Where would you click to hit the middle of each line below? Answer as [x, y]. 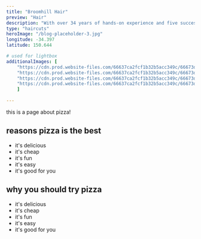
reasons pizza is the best [54, 131]
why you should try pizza [54, 190]
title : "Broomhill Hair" [37, 12]
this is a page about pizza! [39, 112]
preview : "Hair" [26, 17]
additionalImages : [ [32, 61]
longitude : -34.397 [31, 40]
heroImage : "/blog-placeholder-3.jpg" [54, 34]
